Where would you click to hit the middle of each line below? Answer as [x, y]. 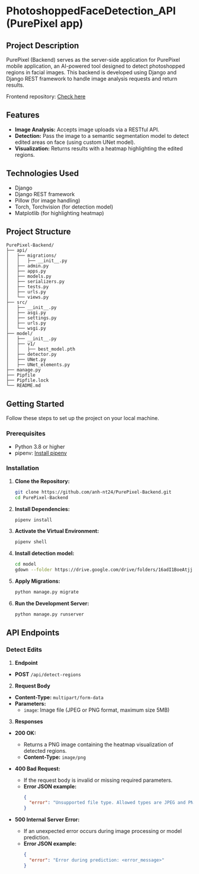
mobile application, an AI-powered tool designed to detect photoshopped [96, 66]
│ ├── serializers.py [36, 282]
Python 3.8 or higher [40, 446]
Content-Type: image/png [54, 757]
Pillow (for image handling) [47, 200]
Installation [23, 468]
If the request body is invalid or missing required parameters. [98, 780]
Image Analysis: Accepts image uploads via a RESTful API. [87, 130]
